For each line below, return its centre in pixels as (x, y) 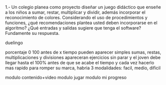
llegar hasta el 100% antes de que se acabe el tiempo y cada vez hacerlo (80, 63)
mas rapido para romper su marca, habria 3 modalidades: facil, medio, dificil (83, 68)
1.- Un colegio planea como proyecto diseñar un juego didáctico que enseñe (83, 7)
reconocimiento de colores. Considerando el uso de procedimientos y (76, 17)
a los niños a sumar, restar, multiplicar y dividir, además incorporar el (75, 12)
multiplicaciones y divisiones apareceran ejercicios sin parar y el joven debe (83, 57)
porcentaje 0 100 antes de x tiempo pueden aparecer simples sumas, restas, (83, 52)
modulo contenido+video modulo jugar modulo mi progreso (66, 77)
